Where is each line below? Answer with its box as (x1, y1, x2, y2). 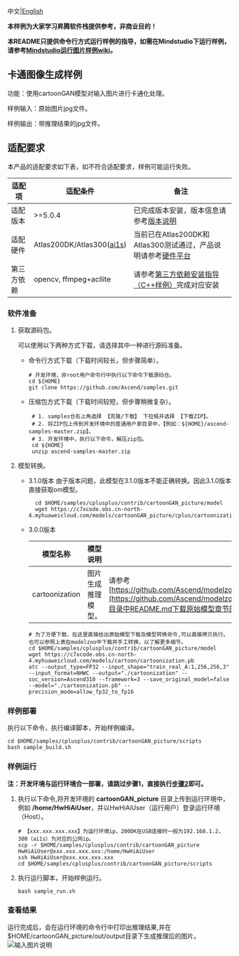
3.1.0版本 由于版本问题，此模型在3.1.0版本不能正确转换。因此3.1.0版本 (28, 476, 232, 485)
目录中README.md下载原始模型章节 (108, 603, 230, 613)
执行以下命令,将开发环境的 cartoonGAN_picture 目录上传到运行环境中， (17, 794, 230, 802)
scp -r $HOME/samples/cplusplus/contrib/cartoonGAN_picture (17, 842, 200, 849)
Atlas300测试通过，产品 (133, 240, 215, 249)
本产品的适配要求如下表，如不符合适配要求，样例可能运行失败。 (7, 162, 194, 171)
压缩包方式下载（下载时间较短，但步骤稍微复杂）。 (28, 397, 176, 406)
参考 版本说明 (133, 216, 176, 226)
